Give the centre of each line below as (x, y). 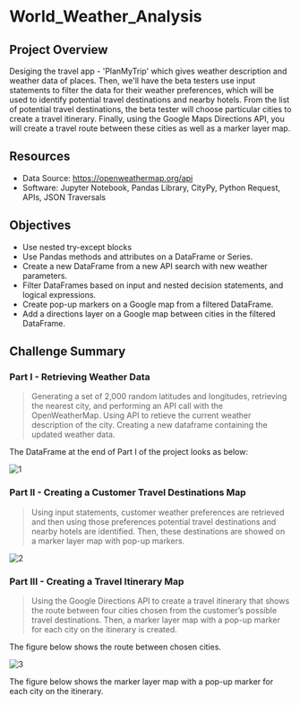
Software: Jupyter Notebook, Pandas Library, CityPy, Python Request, (151, 187)
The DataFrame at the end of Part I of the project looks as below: (129, 452)
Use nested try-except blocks (77, 247)
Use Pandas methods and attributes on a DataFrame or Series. (137, 257)
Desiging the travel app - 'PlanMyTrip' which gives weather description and (148, 71)
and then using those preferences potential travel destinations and (154, 521)
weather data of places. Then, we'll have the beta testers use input (132, 81)
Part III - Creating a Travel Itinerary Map (97, 581)
